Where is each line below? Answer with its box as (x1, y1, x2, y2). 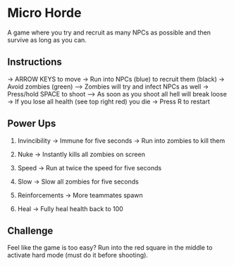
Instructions (7, 56, 62, 68)
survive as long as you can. (7, 35, 87, 44)
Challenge (7, 224, 54, 236)
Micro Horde (7, 5, 82, 21)
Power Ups (7, 118, 56, 129)
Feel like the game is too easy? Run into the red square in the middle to (7, 243, 213, 252)
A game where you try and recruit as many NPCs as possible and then (7, 28, 211, 37)
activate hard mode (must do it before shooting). (7, 251, 148, 260)
